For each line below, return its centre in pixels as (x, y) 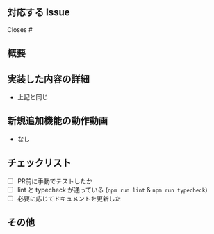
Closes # (20, 29)
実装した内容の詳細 (48, 79)
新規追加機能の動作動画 (57, 121)
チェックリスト (39, 163)
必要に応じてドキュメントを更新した (69, 198)
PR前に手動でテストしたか (55, 181)
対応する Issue (39, 12)
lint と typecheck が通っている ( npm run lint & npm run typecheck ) (112, 190)
